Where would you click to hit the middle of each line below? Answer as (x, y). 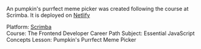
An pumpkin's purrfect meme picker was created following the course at (97, 9)
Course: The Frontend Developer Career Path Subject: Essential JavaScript (100, 33)
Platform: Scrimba (29, 27)
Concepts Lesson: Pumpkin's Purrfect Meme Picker (71, 40)
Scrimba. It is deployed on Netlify (48, 15)
